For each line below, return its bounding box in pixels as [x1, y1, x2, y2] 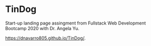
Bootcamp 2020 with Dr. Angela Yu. [5, 25, 80, 31]
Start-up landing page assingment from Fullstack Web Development [5, 20, 146, 26]
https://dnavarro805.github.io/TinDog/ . [5, 35, 86, 41]
